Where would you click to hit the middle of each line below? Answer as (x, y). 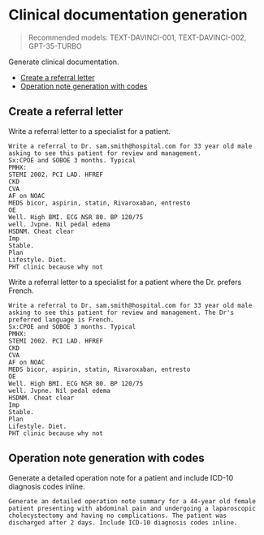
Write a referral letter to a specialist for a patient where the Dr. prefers (125, 282)
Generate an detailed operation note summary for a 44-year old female (132, 501)
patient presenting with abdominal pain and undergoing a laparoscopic (132, 508)
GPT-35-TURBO (55, 45)
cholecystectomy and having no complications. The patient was (118, 516)
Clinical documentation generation (128, 15)
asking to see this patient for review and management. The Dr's (121, 313)
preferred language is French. (61, 319)
